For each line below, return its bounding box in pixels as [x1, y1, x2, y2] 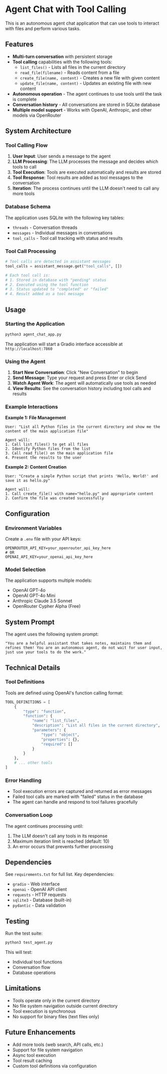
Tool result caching [12, 1057, 53, 1063]
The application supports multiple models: [5, 577, 92, 584]
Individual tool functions [12, 959, 63, 965]
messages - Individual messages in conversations [12, 230, 113, 236]
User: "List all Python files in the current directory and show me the [5, 424, 160, 429]
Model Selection [5, 566, 46, 573]
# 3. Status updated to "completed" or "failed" [5, 287, 109, 292]
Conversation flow [12, 964, 51, 970]
